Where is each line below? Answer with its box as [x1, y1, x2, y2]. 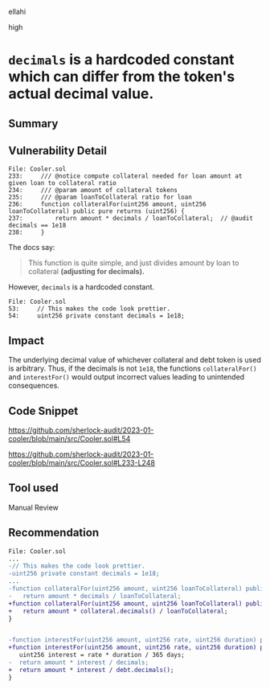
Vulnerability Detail [8, 144, 107, 158]
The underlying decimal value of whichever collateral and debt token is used [8, 355, 261, 365]
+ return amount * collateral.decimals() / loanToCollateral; [8, 607, 228, 615]
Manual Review [8, 502, 59, 512]
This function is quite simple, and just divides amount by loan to [27, 258, 239, 268]
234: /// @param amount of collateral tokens [8, 187, 178, 195]
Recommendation [8, 526, 99, 539]
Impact [8, 334, 44, 347]
